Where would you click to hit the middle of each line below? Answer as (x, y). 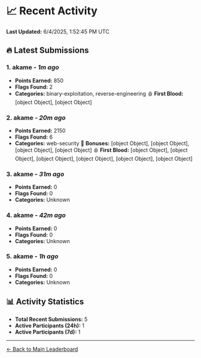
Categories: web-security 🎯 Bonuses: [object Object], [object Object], (102, 143)
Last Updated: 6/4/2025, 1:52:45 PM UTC (58, 31)
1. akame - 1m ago (33, 68)
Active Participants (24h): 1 (50, 325)
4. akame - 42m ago (36, 215)
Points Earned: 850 (39, 80)
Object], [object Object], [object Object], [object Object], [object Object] (104, 158)
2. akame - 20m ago (36, 118)
